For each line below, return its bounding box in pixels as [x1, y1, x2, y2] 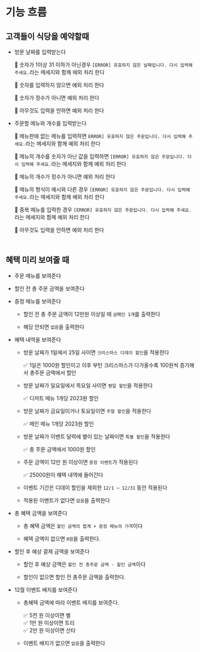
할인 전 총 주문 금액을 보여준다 [14, 285, 85, 292]
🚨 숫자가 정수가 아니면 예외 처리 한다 [14, 94, 99, 101]
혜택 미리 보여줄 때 [5, 255, 69, 265]
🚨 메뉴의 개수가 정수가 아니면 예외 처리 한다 [14, 173, 116, 180]
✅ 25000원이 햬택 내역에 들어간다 [23, 471, 104, 478]
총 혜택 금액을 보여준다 [14, 509, 68, 517]
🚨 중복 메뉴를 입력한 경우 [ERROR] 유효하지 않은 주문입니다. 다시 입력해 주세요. [14, 206, 192, 213]
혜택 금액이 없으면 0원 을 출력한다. [23, 535, 101, 542]
